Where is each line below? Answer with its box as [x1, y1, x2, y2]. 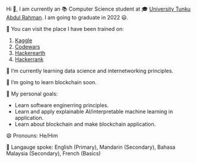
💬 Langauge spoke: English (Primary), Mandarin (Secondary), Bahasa [6, 143, 176, 151]
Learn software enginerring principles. [14, 102, 109, 108]
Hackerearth [14, 50, 46, 56]
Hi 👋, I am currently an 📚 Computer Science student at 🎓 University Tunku [6, 5, 191, 12]
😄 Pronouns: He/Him [6, 132, 58, 139]
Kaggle [14, 37, 33, 44]
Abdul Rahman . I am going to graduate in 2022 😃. [6, 14, 129, 21]
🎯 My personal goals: [6, 90, 58, 97]
